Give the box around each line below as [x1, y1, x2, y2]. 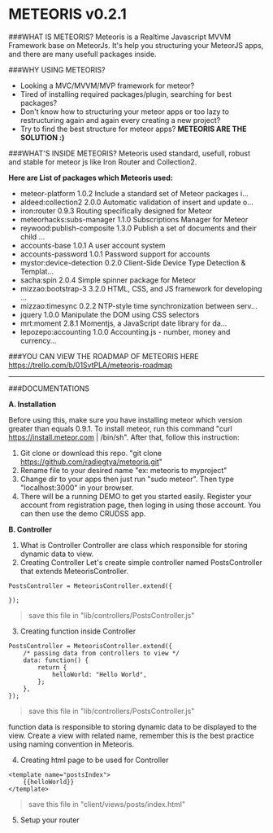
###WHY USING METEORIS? [8, 64, 106, 74]
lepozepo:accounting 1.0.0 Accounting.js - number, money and [19, 327, 231, 336]
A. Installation [8, 399, 57, 409]
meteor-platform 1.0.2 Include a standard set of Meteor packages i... [19, 188, 249, 198]
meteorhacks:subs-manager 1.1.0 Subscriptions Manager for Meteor [19, 214, 249, 224]
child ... [19, 231, 45, 241]
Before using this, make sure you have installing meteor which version [8, 414, 243, 424]
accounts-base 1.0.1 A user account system [19, 240, 166, 250]
